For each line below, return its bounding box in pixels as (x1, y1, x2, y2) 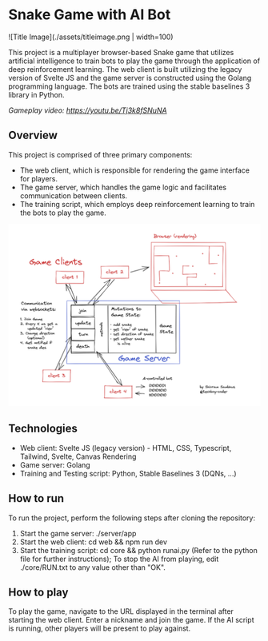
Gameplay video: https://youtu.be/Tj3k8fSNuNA (8, 106, 167, 115)
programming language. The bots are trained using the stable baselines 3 (8, 82, 250, 91)
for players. (19, 173, 58, 183)
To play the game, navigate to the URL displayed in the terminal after (8, 607, 234, 616)
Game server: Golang (19, 460, 90, 469)
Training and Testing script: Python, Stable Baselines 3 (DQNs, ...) (19, 468, 238, 478)
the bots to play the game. (19, 208, 106, 217)
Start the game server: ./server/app (19, 528, 137, 538)
